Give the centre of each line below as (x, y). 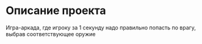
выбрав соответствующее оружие (51, 34)
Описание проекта (56, 11)
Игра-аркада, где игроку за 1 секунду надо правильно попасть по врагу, (101, 28)
